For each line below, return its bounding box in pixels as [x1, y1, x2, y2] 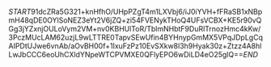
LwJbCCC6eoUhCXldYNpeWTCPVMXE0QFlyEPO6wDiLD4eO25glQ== [8, 50, 244, 59]
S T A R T [8, 7, 32, 16]
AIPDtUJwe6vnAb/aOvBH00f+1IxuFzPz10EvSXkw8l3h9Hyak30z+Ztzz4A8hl [8, 41, 262, 51]
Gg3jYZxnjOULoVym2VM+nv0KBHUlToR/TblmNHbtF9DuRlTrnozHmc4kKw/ [8, 24, 261, 33]
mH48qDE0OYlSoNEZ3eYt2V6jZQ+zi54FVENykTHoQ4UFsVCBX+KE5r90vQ [8, 15, 262, 25]
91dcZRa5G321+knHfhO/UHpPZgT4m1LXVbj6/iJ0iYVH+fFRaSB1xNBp [31, 7, 263, 16]
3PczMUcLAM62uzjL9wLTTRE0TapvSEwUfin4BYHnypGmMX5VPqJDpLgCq [8, 32, 263, 42]
